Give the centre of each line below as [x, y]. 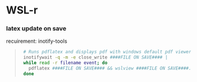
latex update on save [36, 29]
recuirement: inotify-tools [37, 41]
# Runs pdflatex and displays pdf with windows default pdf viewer [107, 52]
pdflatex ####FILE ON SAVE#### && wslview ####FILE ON [97, 69]
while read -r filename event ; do [65, 63]
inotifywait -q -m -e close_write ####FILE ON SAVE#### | [96, 57]
